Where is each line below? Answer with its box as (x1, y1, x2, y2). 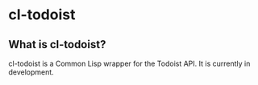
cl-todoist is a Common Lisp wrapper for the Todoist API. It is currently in (8, 59, 251, 68)
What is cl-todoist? (8, 38, 106, 51)
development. (8, 67, 54, 77)
